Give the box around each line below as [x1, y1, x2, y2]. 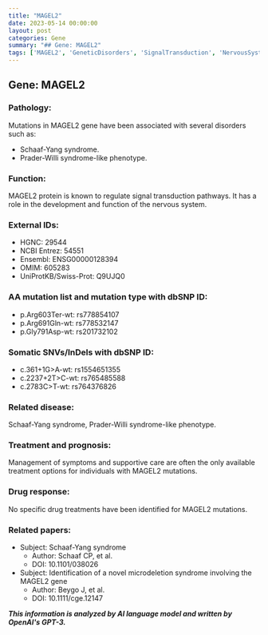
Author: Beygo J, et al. [31, 585, 105, 595]
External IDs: [8, 219, 60, 230]
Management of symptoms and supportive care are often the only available [8, 458, 255, 467]
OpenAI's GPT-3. [8, 617, 66, 627]
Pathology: [8, 102, 52, 113]
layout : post [8, 26, 52, 34]
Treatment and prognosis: [8, 440, 112, 451]
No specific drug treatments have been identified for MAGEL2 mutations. [8, 504, 248, 514]
